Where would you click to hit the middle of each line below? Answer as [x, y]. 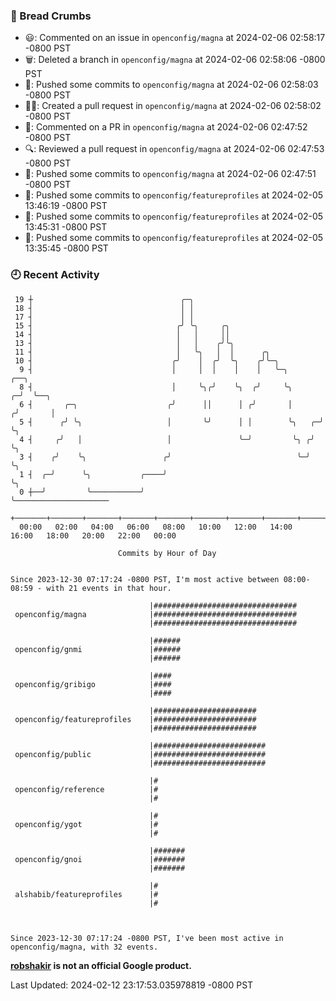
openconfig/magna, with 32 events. [84, 947]
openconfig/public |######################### [140, 754]
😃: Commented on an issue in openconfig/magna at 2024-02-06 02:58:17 [175, 38]
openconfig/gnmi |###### [98, 649]
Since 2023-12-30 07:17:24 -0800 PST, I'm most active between [145, 579]
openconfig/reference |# [86, 789]
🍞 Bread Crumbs [51, 16]
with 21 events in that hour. [109, 588]
